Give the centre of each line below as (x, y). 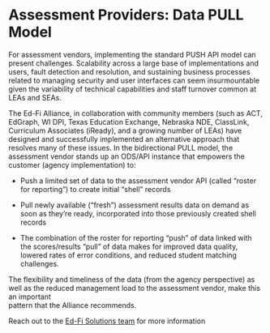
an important (30, 297)
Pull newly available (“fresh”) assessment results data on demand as (135, 205)
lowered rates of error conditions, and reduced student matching (129, 255)
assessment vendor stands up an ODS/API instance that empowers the (127, 156)
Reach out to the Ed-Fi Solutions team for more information (107, 321)
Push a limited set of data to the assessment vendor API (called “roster (138, 181)
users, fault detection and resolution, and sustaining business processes (129, 71)
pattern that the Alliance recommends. (73, 305)
